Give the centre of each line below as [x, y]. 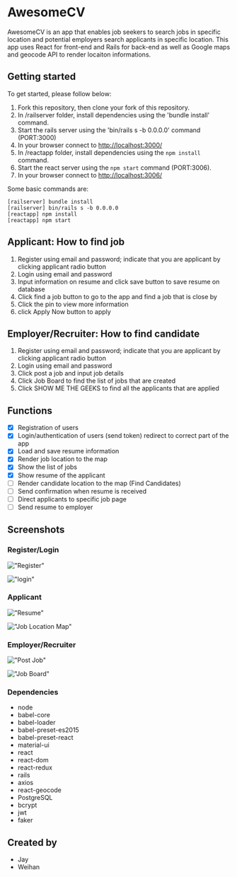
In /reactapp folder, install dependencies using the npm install [109, 152]
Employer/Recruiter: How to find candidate [104, 333]
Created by [33, 842]
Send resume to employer [55, 507]
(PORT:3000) [37, 137]
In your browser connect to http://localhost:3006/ [90, 175]
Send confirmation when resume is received [82, 491]
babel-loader [36, 723]
